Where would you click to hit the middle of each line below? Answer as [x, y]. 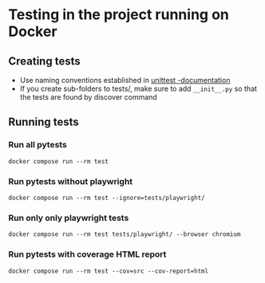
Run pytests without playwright [71, 181]
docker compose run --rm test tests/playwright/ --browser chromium [125, 234]
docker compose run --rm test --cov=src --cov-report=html [109, 271]
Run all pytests [38, 145]
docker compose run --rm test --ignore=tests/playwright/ [107, 198]
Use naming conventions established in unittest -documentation [125, 80]
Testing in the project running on [119, 15]
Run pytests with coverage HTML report [87, 254]
